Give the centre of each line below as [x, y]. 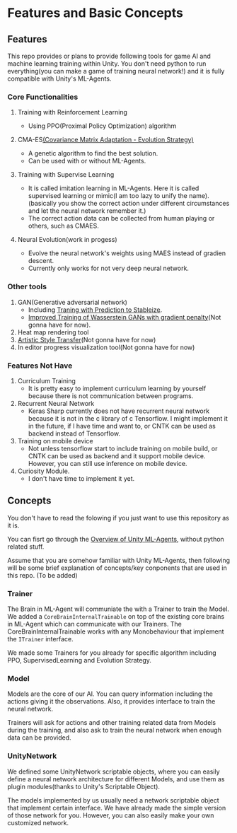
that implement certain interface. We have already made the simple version [117, 808]
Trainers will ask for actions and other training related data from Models [112, 723]
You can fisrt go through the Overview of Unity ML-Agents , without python [116, 539]
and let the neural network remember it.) [87, 211]
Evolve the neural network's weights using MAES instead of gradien [127, 253]
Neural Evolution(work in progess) [68, 240]
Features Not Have [40, 366]
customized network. [38, 822]
